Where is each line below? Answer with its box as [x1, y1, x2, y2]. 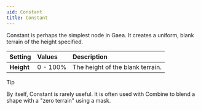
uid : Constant [6, 9, 43, 15]
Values [36, 53, 58, 61]
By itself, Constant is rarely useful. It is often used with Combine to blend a [6, 90, 195, 98]
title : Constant [6, 15, 48, 21]
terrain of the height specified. [6, 38, 84, 45]
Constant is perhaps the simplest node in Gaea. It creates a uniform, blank [6, 31, 194, 38]
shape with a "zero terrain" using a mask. [6, 97, 111, 104]
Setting [9, 53, 31, 61]
